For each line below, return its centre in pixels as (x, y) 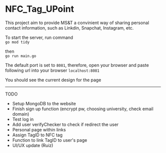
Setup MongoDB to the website (44, 103)
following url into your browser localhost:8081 (52, 70)
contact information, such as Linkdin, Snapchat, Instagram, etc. (69, 28)
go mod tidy (17, 42)
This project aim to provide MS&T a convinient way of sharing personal (77, 23)
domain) (21, 114)
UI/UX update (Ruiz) (33, 145)
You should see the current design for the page (53, 80)
